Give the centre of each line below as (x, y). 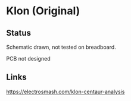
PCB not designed (28, 59)
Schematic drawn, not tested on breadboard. (61, 47)
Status (19, 33)
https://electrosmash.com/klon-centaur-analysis (65, 91)
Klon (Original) (43, 11)
